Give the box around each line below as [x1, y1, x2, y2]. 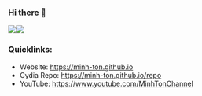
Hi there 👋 [8, 7, 47, 18]
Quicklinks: [8, 44, 53, 55]
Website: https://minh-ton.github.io [19, 62, 134, 72]
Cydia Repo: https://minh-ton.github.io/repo [19, 70, 162, 79]
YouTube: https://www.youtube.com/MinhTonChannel [19, 79, 194, 88]
